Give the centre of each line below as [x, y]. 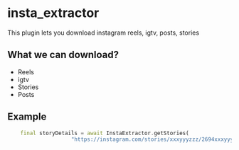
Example [27, 117]
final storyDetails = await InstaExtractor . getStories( [105, 133]
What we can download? [63, 55]
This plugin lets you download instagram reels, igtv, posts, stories [103, 33]
